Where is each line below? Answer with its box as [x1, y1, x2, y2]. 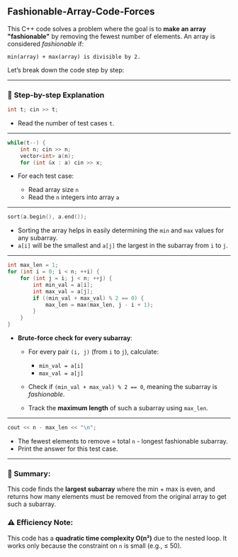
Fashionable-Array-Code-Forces [7, 6, 155, 18]
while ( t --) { [7, 139, 46, 146]
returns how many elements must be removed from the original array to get [7, 493, 227, 501]
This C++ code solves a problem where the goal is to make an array [7, 24, 207, 33]
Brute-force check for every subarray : [17, 334, 132, 342]
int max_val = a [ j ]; [33, 288, 93, 295]
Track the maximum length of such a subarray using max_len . [28, 404, 209, 412]
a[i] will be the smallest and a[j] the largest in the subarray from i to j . [17, 241, 229, 250]
